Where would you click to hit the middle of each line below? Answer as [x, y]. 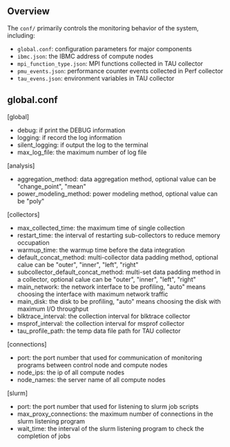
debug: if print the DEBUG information [71, 130]
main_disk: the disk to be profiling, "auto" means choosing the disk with [119, 301]
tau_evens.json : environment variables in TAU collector [96, 78]
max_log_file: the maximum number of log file [82, 152]
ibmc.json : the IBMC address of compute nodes [85, 56]
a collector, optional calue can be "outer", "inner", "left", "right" [106, 279]
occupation [33, 242]
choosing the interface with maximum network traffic [93, 294]
